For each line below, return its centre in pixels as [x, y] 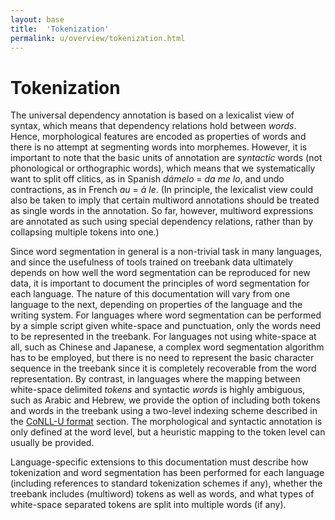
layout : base [37, 19]
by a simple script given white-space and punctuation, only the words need [166, 326]
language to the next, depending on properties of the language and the [156, 305]
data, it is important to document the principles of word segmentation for [160, 283]
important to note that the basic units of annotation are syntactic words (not [166, 158]
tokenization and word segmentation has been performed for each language [167, 473]
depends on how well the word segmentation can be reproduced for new [160, 273]
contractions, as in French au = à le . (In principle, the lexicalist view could [162, 190]
